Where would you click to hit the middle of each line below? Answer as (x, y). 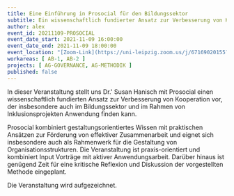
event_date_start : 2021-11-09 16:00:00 (65, 40)
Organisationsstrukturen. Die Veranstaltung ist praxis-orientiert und (104, 149)
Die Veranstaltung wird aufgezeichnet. (62, 185)
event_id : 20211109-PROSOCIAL (51, 33)
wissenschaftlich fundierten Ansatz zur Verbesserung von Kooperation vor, (115, 99)
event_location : (31, 53)
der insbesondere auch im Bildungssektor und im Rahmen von (96, 106)
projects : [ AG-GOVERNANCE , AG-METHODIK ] (70, 65)
